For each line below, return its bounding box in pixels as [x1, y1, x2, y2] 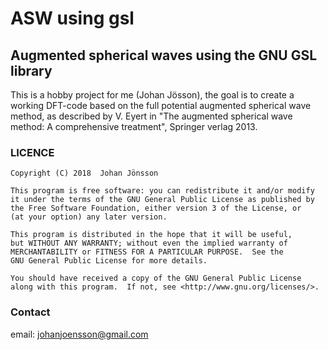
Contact [10, 305, 51, 319]
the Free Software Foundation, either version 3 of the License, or [10, 203, 302, 214]
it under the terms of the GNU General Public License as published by [10, 195, 315, 205]
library [10, 62, 53, 79]
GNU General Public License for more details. [10, 256, 208, 266]
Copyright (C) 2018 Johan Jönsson [10, 168, 159, 179]
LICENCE [10, 145, 55, 159]
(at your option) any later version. [10, 212, 168, 222]
